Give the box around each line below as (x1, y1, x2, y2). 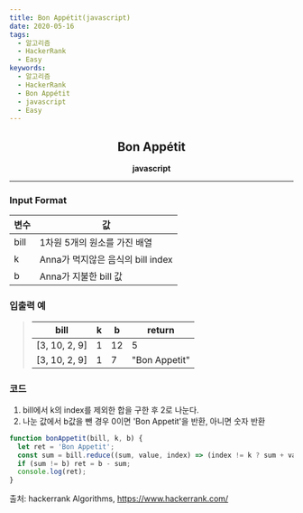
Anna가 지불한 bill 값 (39, 270, 124, 283)
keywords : (9, 64, 47, 73)
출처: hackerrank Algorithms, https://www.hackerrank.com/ (9, 493, 229, 504)
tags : (9, 30, 30, 39)
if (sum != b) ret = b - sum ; (17, 459, 131, 468)
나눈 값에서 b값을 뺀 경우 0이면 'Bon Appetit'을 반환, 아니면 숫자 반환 (22, 415, 266, 426)
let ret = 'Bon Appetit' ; (17, 442, 115, 452)
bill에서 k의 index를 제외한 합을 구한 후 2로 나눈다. (22, 404, 200, 415)
